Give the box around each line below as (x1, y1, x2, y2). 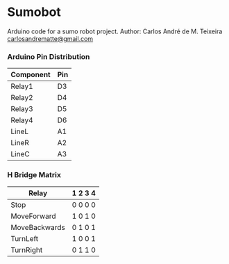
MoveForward (10, 211, 56, 221)
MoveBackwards (10, 222, 66, 232)
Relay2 (10, 93, 33, 103)
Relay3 (10, 104, 33, 114)
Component (10, 70, 51, 80)
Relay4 (10, 115, 33, 125)
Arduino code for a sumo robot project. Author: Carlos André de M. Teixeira (7, 27, 223, 35)
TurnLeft (10, 233, 39, 243)
